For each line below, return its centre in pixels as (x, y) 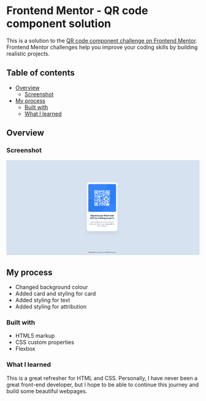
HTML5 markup (35, 336)
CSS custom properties (45, 342)
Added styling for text (43, 300)
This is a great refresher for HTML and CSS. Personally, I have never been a (102, 378)
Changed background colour (51, 287)
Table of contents (40, 73)
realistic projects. (28, 53)
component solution (59, 24)
